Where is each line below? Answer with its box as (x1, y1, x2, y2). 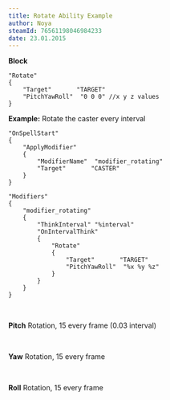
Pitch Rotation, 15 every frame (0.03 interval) (8, 320, 157, 330)
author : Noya (8, 19, 52, 27)
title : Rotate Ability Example (8, 11, 113, 20)
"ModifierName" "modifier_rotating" (37, 157, 163, 165)
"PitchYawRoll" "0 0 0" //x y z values (22, 93, 160, 101)
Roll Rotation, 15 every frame (8, 383, 104, 393)
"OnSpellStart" (8, 129, 59, 137)
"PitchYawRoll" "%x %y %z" (65, 263, 160, 271)
